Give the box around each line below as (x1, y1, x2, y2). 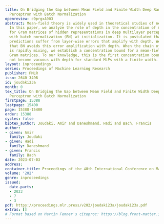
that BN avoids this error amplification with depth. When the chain (9, 44, 154, 48)
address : (5, 162, 23, 167)
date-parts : (9, 184, 34, 189)
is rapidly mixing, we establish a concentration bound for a (9, 48, 139, 53)
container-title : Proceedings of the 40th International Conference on (5, 166, 154, 171)
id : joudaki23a (5, 80, 36, 85)
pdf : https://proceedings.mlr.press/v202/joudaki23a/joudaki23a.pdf (5, 202, 147, 208)
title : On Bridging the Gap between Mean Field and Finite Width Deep (5, 7, 152, 12)
